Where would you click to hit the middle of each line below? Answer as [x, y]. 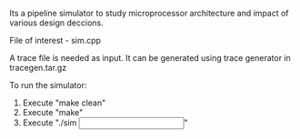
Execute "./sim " [105, 123]
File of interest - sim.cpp [55, 40]
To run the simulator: [48, 85]
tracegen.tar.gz [38, 68]
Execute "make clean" [64, 103]
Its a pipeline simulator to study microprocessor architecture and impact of [149, 13]
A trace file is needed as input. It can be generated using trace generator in [150, 58]
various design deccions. [56, 23]
